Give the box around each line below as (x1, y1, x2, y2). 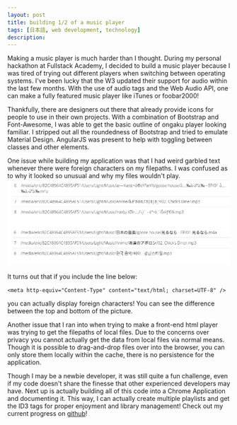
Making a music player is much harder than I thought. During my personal (7, 54, 221, 63)
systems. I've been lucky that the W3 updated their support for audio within (7, 76, 228, 85)
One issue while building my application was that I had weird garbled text (7, 156, 221, 165)
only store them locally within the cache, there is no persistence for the (7, 351, 214, 359)
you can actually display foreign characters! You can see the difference (7, 299, 215, 308)
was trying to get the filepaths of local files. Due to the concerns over (7, 328, 210, 337)
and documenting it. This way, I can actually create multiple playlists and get (7, 395, 230, 403)
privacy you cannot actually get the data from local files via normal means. (7, 336, 225, 344)
